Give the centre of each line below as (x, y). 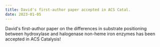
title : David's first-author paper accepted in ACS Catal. (68, 10)
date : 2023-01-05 (23, 14)
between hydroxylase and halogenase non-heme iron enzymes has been (80, 34)
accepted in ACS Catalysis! (33, 39)
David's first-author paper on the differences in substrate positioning (76, 28)
